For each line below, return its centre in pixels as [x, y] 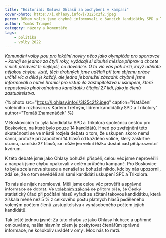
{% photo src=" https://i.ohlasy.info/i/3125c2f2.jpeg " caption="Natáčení [78, 102]
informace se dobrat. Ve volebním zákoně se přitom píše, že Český [73, 189]
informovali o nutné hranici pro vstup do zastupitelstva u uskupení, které [79, 82]
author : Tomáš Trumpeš [28, 24]
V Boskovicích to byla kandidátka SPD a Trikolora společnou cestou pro [78, 122]
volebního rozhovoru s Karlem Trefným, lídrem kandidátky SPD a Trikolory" [82, 107]
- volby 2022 [27, 42]
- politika [25, 38]
